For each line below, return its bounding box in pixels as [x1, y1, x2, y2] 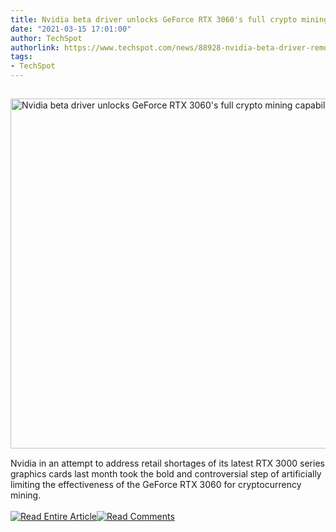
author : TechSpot [10, 33, 83, 43]
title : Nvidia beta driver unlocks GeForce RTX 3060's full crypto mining [10, 14, 329, 25]
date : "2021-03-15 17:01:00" [10, 24, 132, 34]
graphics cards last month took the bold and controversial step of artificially [10, 468, 322, 480]
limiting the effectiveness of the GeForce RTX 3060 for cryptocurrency [10, 479, 302, 490]
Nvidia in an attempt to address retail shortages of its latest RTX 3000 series [10, 457, 325, 469]
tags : [10, 52, 33, 62]
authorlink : [10, 42, 60, 53]
